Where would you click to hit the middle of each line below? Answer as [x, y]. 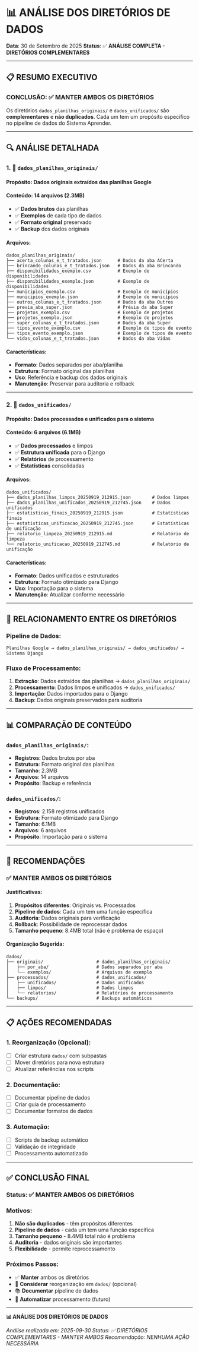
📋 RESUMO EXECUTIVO [52, 78]
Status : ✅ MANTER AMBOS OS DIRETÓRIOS [70, 1195]
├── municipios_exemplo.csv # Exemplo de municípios [92, 292]
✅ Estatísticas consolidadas [49, 466]
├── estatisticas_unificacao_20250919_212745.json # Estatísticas [98, 524]
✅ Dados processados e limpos [54, 446]
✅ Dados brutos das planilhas [52, 209]
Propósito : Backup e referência [53, 783]
